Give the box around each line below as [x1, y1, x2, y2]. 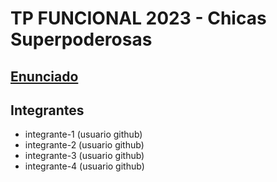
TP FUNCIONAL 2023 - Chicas [10, 7, 267, 30]
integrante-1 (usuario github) [24, 128, 143, 141]
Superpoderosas [10, 28, 153, 51]
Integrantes [10, 102, 85, 119]
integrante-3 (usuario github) [24, 150, 145, 162]
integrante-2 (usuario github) [24, 139, 145, 151]
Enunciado [10, 68, 79, 85]
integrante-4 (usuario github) [24, 160, 145, 172]
